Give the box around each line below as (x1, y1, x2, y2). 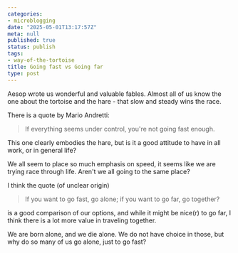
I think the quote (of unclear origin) (7, 181, 110, 189)
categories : (7, 10, 43, 18)
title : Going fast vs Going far (7, 63, 103, 70)
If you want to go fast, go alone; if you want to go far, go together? (24, 195, 220, 203)
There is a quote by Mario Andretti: (7, 111, 110, 119)
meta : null (7, 30, 40, 38)
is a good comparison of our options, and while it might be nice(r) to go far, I (7, 208, 232, 217)
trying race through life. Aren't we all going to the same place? (7, 167, 190, 176)
